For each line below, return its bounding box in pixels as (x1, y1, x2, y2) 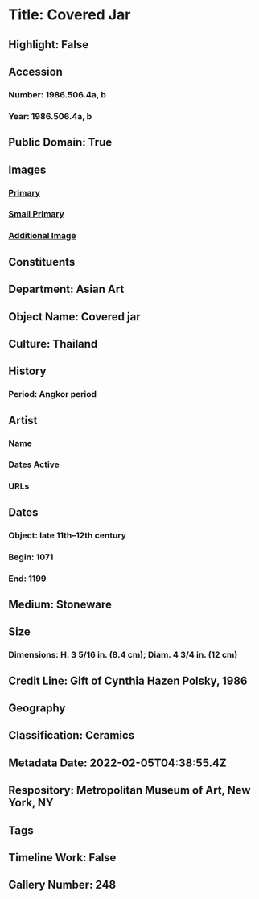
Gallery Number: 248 (8, 878, 117, 892)
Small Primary (8, 208, 64, 220)
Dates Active (8, 459, 60, 470)
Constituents (8, 255, 76, 269)
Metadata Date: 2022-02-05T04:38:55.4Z (8, 756, 227, 769)
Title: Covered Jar (8, 6, 131, 24)
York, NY (8, 796, 54, 810)
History (8, 365, 47, 378)
